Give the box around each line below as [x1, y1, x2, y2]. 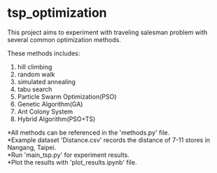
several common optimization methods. [7, 35, 121, 43]
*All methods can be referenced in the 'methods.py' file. [7, 128, 170, 137]
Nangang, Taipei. [7, 143, 57, 151]
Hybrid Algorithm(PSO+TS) [17, 114, 96, 123]
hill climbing [17, 62, 52, 71]
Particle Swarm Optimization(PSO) [17, 92, 117, 101]
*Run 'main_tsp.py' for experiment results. [7, 151, 129, 159]
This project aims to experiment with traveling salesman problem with [7, 28, 208, 36]
